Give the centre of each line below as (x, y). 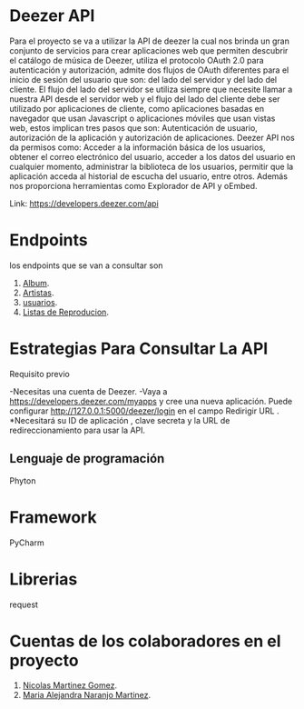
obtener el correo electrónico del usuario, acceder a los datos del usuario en (152, 156)
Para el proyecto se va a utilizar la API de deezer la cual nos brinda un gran (150, 41)
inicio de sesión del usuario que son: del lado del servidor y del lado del (143, 79)
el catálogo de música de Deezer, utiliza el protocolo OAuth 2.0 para (137, 60)
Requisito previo (39, 374)
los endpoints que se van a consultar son (86, 265)
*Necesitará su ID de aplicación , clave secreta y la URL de (120, 420)
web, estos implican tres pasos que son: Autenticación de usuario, (134, 127)
